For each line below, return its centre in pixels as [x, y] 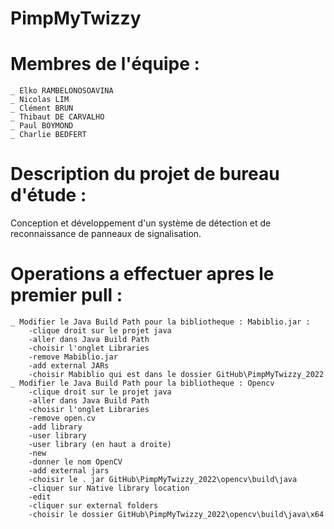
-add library [55, 427]
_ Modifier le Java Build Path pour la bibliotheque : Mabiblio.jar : [160, 322]
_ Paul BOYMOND [42, 126]
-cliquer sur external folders [93, 506]
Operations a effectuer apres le [142, 274]
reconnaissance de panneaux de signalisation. [106, 234]
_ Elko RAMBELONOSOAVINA [62, 91]
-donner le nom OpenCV [75, 462]
